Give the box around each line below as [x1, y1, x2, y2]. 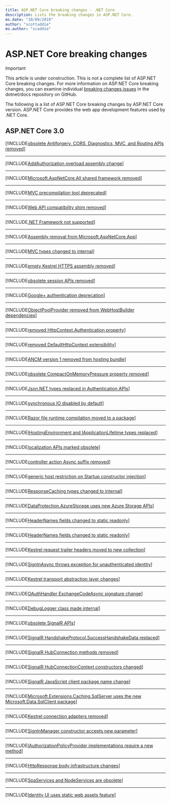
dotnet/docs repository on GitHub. [5, 91, 77, 97]
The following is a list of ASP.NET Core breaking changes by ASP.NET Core [5, 101, 163, 108]
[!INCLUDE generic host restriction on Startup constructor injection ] [5, 473, 146, 479]
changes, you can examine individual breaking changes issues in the [5, 86, 149, 92]
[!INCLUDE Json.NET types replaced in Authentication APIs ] [5, 385, 130, 391]
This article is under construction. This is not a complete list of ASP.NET [5, 75, 156, 82]
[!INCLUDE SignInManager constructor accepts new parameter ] [5, 728, 138, 734]
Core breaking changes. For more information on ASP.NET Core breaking [5, 81, 159, 87]
